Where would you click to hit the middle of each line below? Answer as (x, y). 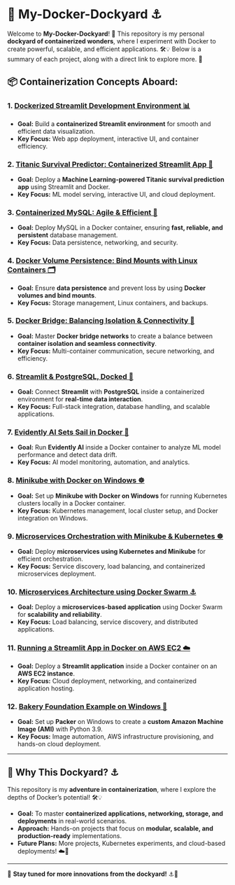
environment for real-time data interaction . (80, 399)
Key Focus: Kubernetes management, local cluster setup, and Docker (117, 510)
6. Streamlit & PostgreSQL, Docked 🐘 (71, 376)
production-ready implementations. (70, 835)
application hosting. (46, 688)
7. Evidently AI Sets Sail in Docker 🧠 (68, 432)
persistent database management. (67, 235)
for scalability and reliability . (60, 615)
